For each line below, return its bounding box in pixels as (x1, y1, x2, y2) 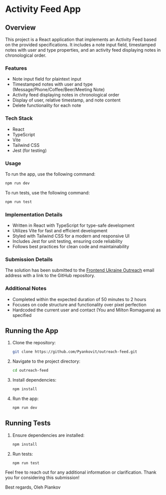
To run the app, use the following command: (5, 171, 96, 177)
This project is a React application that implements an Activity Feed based (5, 36, 157, 42)
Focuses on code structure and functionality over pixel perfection (12, 301, 147, 307)
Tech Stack (5, 115, 33, 122)
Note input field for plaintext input (12, 76, 82, 82)
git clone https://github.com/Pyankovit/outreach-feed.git (12, 349, 138, 354)
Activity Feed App (5, 3, 81, 15)
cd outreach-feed (12, 368, 49, 373)
